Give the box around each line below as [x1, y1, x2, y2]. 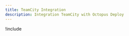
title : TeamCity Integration [5, 7, 66, 12]
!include [5, 25, 22, 31]
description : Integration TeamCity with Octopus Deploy [5, 12, 124, 17]
